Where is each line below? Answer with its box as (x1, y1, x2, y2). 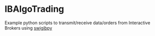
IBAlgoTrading (4, 3, 65, 15)
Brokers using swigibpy (4, 25, 52, 31)
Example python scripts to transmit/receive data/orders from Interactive (4, 20, 151, 26)
